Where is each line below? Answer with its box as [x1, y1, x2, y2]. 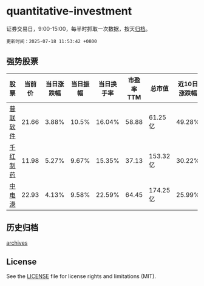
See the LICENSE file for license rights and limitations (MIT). [6, 273, 157, 280]
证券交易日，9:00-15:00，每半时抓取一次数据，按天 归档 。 [6, 25, 151, 32]
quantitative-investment [6, 4, 132, 18]
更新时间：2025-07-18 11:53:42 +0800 [6, 38, 97, 44]
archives [6, 239, 28, 247]
